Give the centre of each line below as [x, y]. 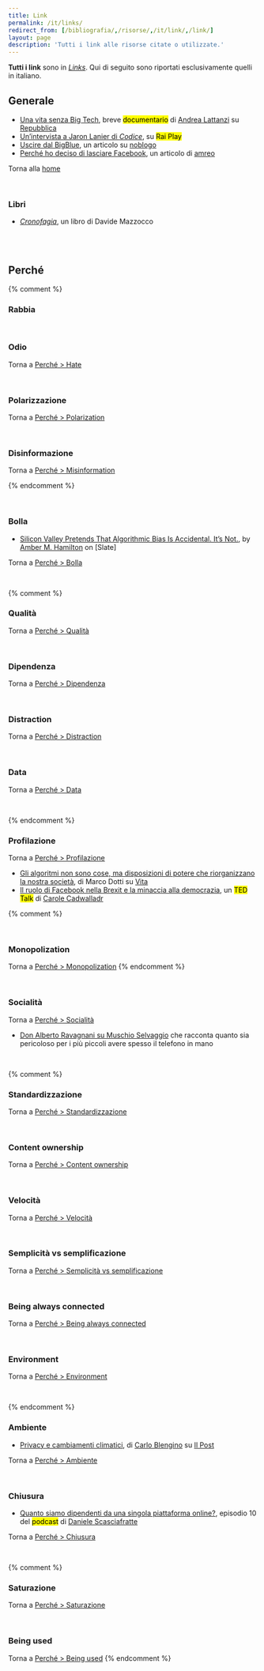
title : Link [28, 15]
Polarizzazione [38, 400]
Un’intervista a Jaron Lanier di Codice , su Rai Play [100, 136]
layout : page [30, 38]
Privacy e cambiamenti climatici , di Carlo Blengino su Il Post [117, 1445]
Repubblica [38, 128]
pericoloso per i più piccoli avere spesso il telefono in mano [116, 1043]
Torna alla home [34, 168]
